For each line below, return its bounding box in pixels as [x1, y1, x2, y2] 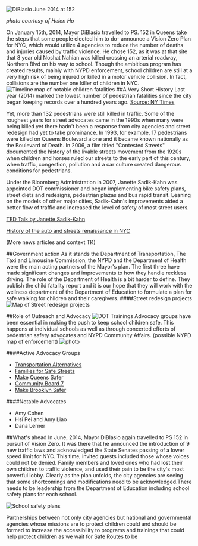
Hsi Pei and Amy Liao [14, 416, 67, 423]
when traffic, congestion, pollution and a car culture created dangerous [6, 161, 181, 168]
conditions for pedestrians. [6, 167, 73, 174]
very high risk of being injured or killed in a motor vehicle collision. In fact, [6, 73, 187, 80]
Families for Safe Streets [14, 368, 76, 374]
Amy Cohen [14, 409, 44, 417]
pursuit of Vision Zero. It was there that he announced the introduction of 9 [6, 440, 190, 447]
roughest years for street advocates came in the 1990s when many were [6, 116, 184, 124]
